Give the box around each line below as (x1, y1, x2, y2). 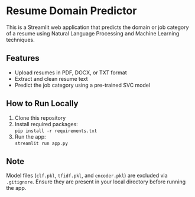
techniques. (6, 36, 35, 43)
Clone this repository (14, 114, 66, 122)
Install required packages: (14, 120, 78, 127)
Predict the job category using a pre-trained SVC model (14, 81, 151, 88)
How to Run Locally (6, 98, 79, 109)
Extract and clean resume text (14, 75, 88, 82)
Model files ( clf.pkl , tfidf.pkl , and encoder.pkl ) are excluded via (6, 172, 168, 179)
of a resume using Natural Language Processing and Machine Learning (6, 29, 180, 37)
